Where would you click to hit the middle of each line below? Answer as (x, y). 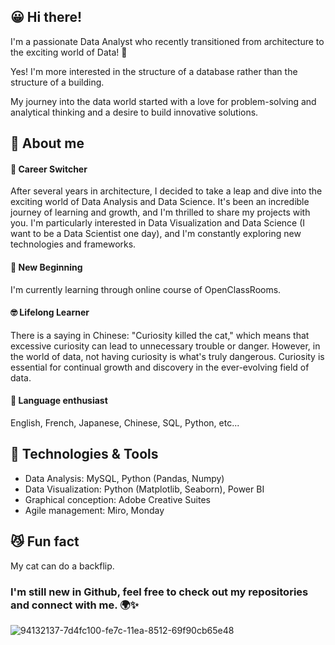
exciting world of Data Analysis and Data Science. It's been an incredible (160, 202)
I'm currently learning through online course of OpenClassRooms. (146, 289)
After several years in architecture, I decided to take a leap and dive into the (166, 191)
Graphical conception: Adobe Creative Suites (117, 499)
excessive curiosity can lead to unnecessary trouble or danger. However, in (165, 346)
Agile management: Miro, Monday (94, 510)
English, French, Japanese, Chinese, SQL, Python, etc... (125, 423)
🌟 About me (47, 143)
